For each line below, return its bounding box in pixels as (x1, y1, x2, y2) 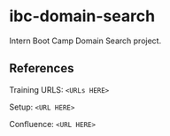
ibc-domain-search (9, 6, 156, 26)
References (9, 61, 74, 76)
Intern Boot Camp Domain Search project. (9, 35, 162, 46)
